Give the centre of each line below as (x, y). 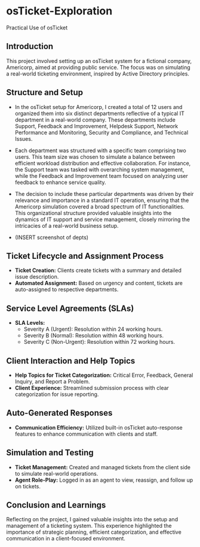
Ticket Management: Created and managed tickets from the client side (103, 467)
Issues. (24, 138)
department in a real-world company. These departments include (95, 120)
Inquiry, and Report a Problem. (52, 381)
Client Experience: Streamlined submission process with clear (92, 388)
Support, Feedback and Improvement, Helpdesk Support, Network (96, 126)
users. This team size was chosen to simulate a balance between (95, 156)
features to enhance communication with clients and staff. (86, 434)
